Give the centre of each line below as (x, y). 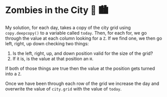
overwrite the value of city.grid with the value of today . (63, 88)
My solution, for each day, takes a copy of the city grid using (68, 27)
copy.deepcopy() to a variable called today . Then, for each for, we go (76, 33)
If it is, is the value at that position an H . (53, 58)
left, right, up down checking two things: (47, 43)
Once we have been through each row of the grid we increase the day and (82, 83)
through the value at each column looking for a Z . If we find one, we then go (84, 38)
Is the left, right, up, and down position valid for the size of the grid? (83, 53)
